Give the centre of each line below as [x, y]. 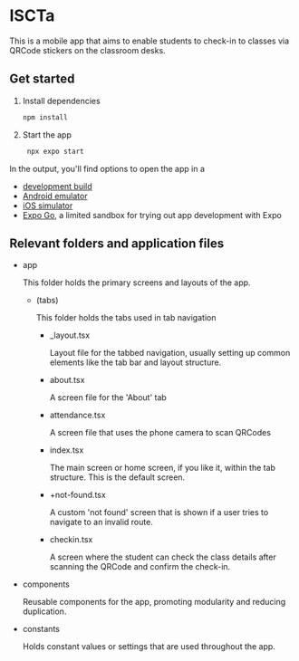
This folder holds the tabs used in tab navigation [126, 318]
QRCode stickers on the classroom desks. [87, 50]
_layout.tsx [70, 335]
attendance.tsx [77, 415]
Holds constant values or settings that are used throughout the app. [149, 647]
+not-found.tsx [77, 495]
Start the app [47, 134]
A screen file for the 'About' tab [108, 398]
